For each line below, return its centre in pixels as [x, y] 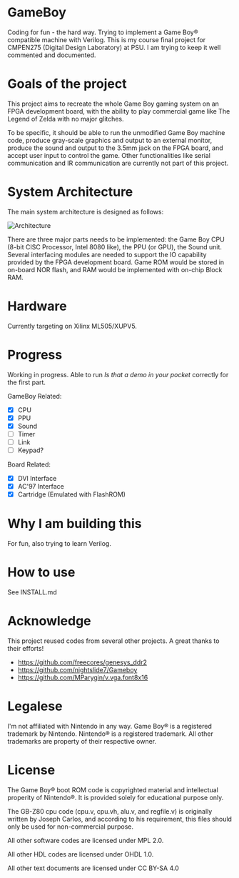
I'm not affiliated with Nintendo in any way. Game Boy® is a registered [110, 726]
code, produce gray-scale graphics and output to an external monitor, [110, 140]
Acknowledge [49, 621]
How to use [41, 573]
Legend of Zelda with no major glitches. [66, 119]
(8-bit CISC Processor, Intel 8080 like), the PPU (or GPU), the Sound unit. [115, 246]
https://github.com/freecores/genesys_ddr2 [82, 662]
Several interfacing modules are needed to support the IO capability [107, 254]
